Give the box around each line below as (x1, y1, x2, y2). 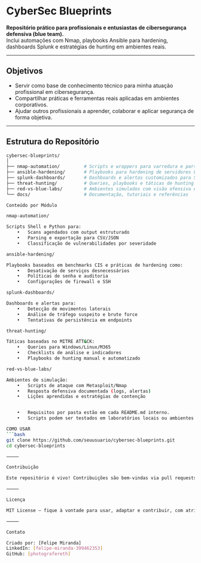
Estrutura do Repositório (6, 136, 100, 147)
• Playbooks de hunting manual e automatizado (17, 355, 141, 361)
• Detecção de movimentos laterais (17, 306, 111, 312)
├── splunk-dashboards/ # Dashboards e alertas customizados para (6, 175, 191, 181)
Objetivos (6, 66, 43, 76)
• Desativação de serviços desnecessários (17, 267, 130, 273)
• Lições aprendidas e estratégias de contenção (17, 394, 146, 400)
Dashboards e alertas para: (6, 300, 77, 306)
